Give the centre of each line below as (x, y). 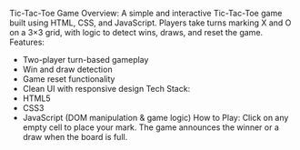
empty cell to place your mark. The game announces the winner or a (151, 127)
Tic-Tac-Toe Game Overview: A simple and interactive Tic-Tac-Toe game (146, 13)
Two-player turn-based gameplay (85, 60)
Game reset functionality (69, 79)
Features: (27, 42)
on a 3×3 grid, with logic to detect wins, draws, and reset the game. (136, 32)
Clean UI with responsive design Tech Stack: (106, 89)
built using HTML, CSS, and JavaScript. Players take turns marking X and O (150, 23)
